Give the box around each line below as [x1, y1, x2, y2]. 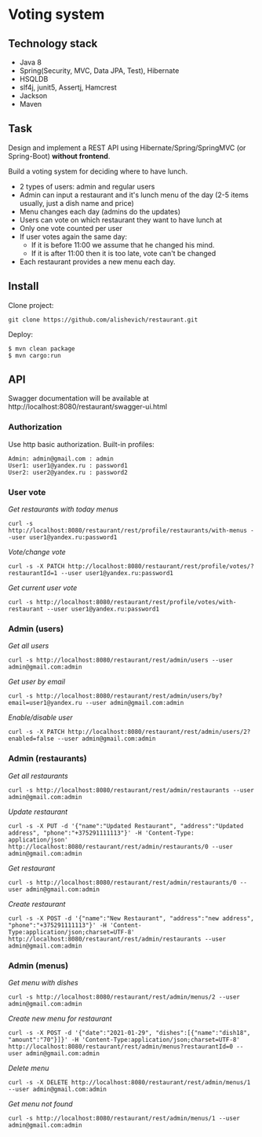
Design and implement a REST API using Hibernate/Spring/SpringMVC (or [8, 143, 246, 152]
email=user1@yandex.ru [8, 699, 82, 707]
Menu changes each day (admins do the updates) [19, 207, 181, 216]
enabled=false [8, 735, 55, 743]
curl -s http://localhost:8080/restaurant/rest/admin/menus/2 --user [8, 992, 241, 1001]
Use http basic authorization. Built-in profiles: [8, 439, 155, 449]
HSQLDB [19, 75, 49, 83]
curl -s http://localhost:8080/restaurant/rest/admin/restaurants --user [8, 786, 255, 794]
